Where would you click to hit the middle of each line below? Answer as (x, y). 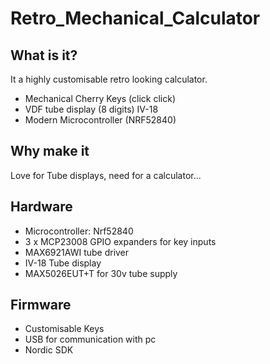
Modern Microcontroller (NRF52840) (100, 120)
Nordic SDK (49, 350)
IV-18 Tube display (63, 263)
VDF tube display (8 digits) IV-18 (91, 109)
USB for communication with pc (90, 339)
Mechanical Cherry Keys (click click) (100, 98)
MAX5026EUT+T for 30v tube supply (101, 273)
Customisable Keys (64, 329)
